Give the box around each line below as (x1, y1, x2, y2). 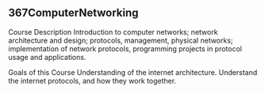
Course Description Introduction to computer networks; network (8, 27, 218, 36)
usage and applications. (8, 52, 86, 61)
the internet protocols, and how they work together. (8, 76, 177, 85)
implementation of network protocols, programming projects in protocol (8, 43, 242, 54)
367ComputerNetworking (8, 6, 139, 20)
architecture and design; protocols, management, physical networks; (8, 35, 233, 45)
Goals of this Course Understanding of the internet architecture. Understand (8, 67, 258, 77)
